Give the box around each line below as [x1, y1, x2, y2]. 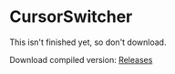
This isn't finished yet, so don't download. [9, 37, 167, 48]
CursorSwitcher [9, 6, 133, 27]
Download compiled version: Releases [9, 54, 153, 65]
